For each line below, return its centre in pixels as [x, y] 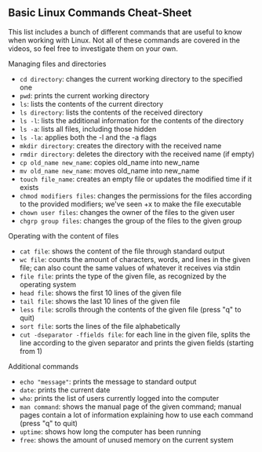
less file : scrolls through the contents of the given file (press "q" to [130, 309]
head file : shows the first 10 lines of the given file [100, 293]
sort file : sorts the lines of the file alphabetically [100, 326]
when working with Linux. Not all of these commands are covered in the [124, 40]
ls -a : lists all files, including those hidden [88, 129]
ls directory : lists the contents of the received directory [111, 112]
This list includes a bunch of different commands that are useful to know [125, 31]
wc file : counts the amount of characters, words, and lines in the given [135, 259]
